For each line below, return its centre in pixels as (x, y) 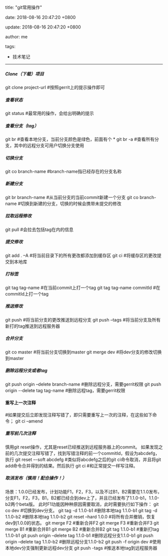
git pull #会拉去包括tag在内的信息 (39, 229)
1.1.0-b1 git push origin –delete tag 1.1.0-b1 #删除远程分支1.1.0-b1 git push (79, 535)
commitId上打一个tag (27, 293)
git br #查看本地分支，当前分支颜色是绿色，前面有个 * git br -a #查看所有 (80, 139)
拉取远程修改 (18, 216)
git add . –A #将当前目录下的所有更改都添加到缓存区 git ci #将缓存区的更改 (81, 255)
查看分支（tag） (22, 125)
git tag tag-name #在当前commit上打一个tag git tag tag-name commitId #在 (83, 287)
